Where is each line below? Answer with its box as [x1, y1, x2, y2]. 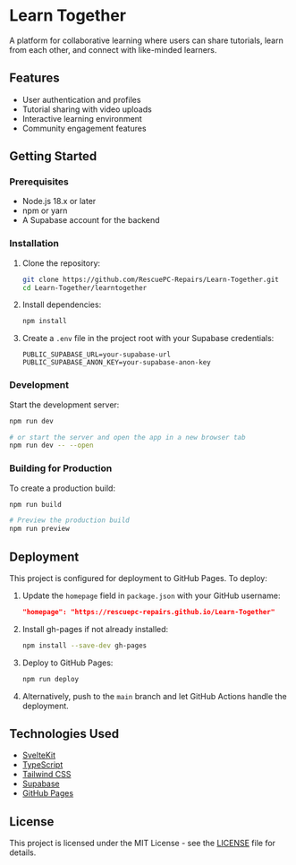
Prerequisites [9, 176, 69, 188]
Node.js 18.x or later [21, 196, 97, 207]
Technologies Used [9, 726, 119, 741]
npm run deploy [21, 674, 80, 683]
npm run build [9, 500, 63, 509]
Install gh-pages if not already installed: [21, 623, 169, 634]
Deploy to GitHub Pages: [21, 657, 114, 668]
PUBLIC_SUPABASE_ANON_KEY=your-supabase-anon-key [21, 358, 212, 367]
